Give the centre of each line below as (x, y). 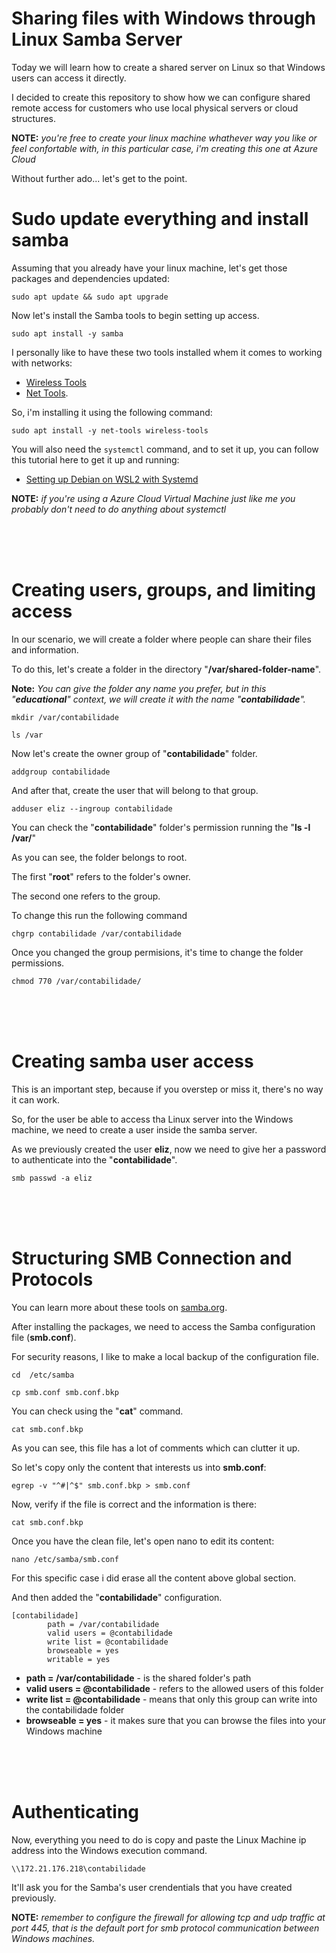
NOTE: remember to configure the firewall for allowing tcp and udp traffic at (168, 1917)
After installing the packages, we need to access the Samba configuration (163, 1326)
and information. (45, 649)
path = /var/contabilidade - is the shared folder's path (138, 1678)
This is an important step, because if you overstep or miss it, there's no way (167, 1089)
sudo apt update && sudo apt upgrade (90, 297)
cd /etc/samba (43, 1375)
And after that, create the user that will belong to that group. (135, 790)
